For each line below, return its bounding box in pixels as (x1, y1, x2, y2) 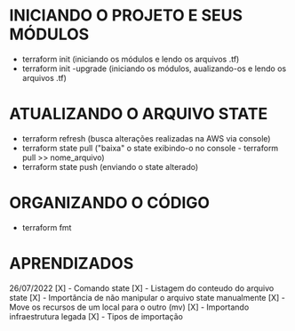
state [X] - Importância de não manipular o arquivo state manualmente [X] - (9, 292, 286, 303)
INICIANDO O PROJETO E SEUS (9, 5, 243, 26)
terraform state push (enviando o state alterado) (21, 161, 199, 172)
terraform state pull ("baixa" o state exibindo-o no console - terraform (21, 142, 279, 153)
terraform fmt (21, 222, 72, 232)
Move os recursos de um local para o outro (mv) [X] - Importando (9, 302, 250, 312)
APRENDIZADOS (9, 254, 134, 273)
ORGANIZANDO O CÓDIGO (9, 193, 211, 214)
